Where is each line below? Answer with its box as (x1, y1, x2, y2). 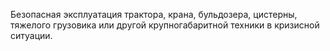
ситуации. (10, 30, 53, 41)
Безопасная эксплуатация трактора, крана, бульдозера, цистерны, (10, 9, 298, 20)
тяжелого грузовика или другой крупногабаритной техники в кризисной (10, 19, 320, 31)
